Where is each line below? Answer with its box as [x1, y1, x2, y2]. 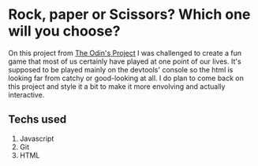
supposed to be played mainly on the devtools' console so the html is [8, 65, 234, 74]
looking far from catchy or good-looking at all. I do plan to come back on [8, 73, 245, 83]
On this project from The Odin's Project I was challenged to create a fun [8, 48, 242, 57]
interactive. [8, 90, 45, 99]
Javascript [19, 134, 54, 143]
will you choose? [8, 22, 121, 40]
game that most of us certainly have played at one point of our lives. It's [8, 57, 242, 66]
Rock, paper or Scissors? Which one [8, 6, 251, 24]
